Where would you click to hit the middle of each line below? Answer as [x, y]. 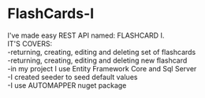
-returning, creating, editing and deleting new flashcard [97, 60]
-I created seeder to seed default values [73, 77]
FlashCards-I [51, 14]
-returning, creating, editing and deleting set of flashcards [102, 52]
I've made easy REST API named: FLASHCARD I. [86, 35]
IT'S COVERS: [30, 43]
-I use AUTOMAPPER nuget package [67, 85]
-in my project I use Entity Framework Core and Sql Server [102, 68]
